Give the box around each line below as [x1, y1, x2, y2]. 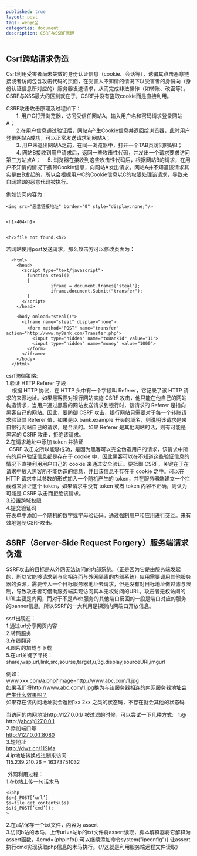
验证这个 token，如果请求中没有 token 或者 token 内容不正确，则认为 [21, 482, 188, 489]
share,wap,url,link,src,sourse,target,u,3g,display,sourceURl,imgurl [6, 658, 165, 665]
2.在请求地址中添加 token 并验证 [6, 438, 84, 445]
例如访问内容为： [6, 190, 47, 197]
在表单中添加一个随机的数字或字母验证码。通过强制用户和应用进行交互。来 [6, 512, 186, 519]
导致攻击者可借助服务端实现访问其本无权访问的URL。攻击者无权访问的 [16, 588, 186, 595]
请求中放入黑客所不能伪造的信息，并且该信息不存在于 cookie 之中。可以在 [6, 468, 185, 475]
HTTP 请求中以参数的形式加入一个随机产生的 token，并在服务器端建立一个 [6, 475, 185, 482]
